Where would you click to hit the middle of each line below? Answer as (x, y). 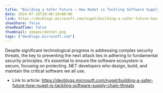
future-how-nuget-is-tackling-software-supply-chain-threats (73, 85)
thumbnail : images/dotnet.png (36, 32)
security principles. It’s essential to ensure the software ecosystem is (74, 61)
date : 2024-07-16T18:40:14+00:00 (39, 14)
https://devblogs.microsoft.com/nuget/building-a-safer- (98, 80)
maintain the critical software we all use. (45, 71)
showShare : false (23, 23)
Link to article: (26, 80)
